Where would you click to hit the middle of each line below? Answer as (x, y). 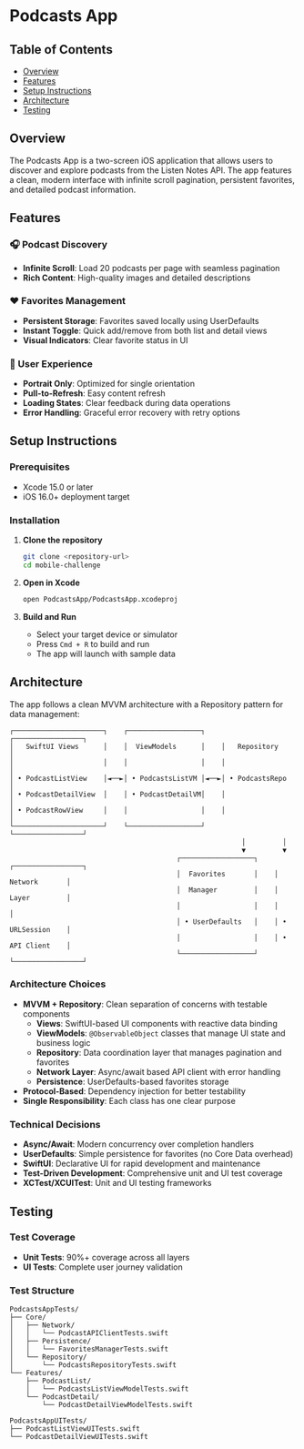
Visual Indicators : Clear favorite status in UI (105, 340)
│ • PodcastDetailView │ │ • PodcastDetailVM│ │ (117, 794)
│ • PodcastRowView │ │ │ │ (117, 810)
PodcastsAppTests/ (44, 1310)
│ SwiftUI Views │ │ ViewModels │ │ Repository (144, 746)
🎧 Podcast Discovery (58, 245)
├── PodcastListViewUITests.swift (75, 1429)
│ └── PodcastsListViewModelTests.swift (107, 1389)
